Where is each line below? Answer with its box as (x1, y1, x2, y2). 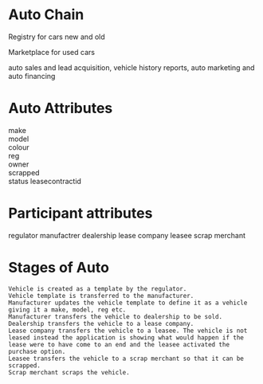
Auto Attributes (8, 100, 113, 117)
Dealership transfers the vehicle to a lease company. (8, 319, 194, 327)
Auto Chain (8, 6, 84, 24)
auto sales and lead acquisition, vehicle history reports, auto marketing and (8, 62, 255, 72)
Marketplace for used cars (8, 47, 96, 57)
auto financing (8, 71, 56, 80)
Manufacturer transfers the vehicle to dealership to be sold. (8, 312, 223, 320)
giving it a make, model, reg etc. (8, 305, 127, 314)
